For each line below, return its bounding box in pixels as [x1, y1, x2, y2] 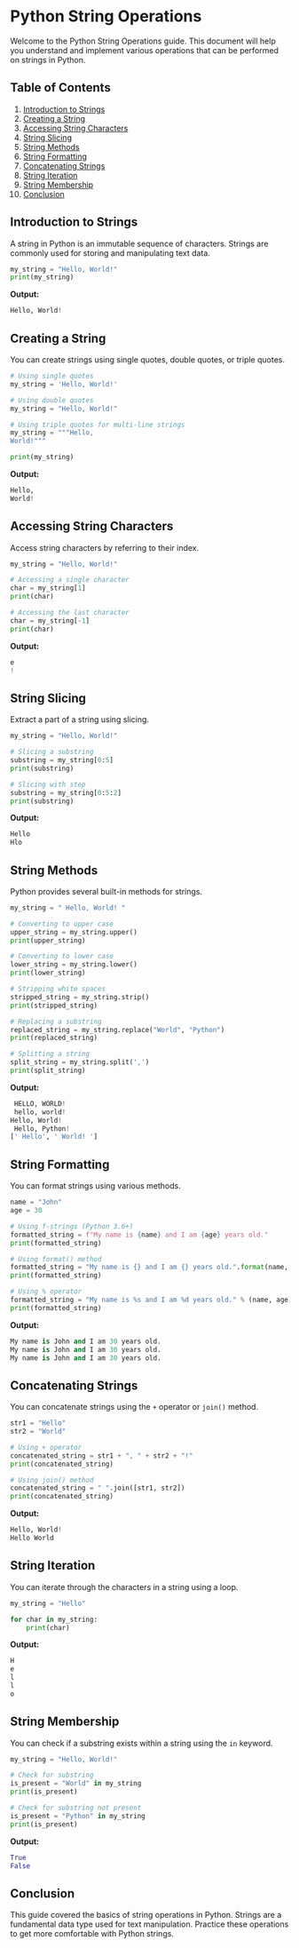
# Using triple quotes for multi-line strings [10, 420, 185, 429]
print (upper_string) [10, 935, 87, 945]
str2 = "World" [10, 1427, 67, 1436]
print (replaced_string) [10, 1033, 98, 1043]
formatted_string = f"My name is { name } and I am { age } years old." [10, 1230, 269, 1239]
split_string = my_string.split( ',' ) [10, 1058, 150, 1067]
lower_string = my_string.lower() [10, 960, 138, 969]
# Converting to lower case [10, 952, 114, 961]
